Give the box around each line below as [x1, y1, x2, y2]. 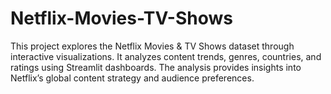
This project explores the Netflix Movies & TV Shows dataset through [10, 40, 295, 52]
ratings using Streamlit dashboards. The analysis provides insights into [10, 61, 302, 73]
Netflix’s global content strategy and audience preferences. [10, 72, 255, 84]
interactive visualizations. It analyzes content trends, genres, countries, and [10, 50, 322, 62]
